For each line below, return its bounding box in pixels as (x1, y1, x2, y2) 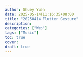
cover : (5, 40, 19, 45)
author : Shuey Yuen (5, 7, 45, 12)
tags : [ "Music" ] (5, 30, 39, 35)
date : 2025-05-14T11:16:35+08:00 (5, 12, 74, 17)
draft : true (5, 44, 30, 49)
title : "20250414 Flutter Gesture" (5, 16, 79, 21)
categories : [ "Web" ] (5, 26, 48, 31)
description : (5, 21, 32, 26)
